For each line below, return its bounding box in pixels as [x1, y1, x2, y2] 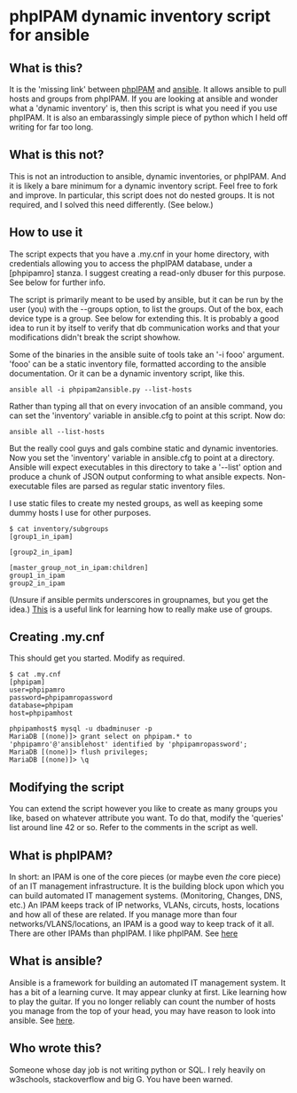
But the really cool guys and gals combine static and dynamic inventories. [9, 442, 279, 454]
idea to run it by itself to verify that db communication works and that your [9, 322, 281, 333]
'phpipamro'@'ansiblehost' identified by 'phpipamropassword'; [9, 740, 248, 749]
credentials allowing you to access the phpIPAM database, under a [9, 257, 253, 268]
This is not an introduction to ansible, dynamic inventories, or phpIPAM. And [9, 170, 286, 181]
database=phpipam [9, 701, 74, 710]
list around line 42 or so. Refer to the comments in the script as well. [9, 822, 259, 833]
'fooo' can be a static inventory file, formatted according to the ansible [9, 358, 267, 369]
